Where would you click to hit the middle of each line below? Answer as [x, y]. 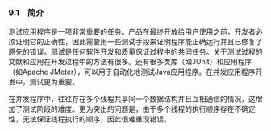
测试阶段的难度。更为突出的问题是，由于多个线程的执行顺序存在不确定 [139, 109]
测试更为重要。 [54, 82]
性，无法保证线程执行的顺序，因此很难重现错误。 [90, 119]
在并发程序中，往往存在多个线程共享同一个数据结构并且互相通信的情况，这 [132, 99]
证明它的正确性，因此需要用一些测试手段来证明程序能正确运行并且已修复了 [139, 42]
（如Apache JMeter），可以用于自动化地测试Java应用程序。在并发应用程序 [132, 72]
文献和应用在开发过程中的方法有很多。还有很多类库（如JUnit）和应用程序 [130, 62]
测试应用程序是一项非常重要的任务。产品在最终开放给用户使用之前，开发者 [132, 32]
